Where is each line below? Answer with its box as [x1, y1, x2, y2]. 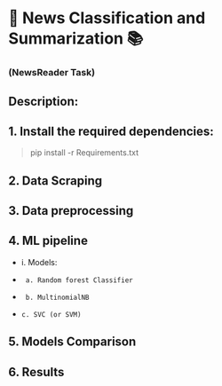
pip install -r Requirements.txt [29, 147, 139, 158]
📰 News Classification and [8, 8, 206, 28]
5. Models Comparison [8, 335, 137, 350]
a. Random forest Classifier [25, 275, 134, 285]
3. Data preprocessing [8, 203, 134, 218]
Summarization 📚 [8, 28, 144, 49]
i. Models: [20, 256, 58, 267]
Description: [8, 93, 79, 109]
